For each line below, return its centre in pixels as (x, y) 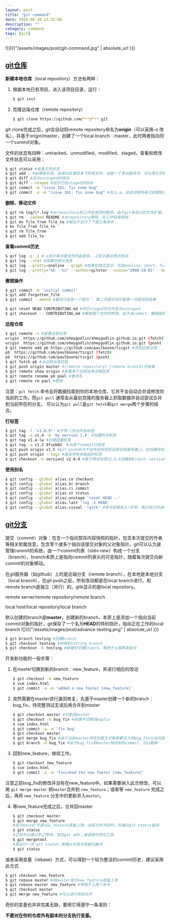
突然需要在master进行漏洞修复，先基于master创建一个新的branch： (83, 698)
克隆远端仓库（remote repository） (49, 109)
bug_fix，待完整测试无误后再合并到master (56, 705)
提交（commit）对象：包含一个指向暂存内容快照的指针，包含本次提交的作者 (84, 538)
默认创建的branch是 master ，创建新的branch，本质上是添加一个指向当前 (81, 617)
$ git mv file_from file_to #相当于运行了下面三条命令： (61, 222)
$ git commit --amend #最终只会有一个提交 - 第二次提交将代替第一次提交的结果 (81, 300)
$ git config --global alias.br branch (47, 484)
